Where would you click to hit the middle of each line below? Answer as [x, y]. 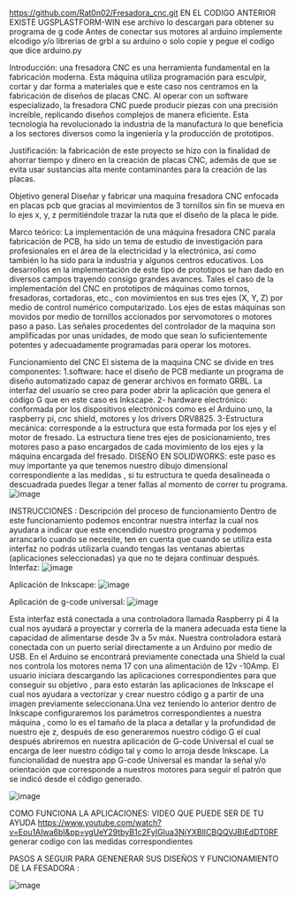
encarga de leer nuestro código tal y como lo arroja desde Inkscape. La [139, 751]
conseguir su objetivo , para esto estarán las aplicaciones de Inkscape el [141, 685]
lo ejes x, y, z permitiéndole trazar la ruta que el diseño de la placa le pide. [144, 215]
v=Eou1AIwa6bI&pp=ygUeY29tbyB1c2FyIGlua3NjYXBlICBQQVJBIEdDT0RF [144, 832]
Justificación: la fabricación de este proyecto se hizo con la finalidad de [140, 151]
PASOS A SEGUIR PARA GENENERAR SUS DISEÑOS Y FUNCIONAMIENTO [144, 859]
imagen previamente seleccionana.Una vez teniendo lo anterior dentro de [143, 704]
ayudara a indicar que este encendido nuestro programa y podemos [133, 530]
